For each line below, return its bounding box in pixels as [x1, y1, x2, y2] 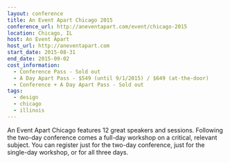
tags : [7, 87, 23, 94]
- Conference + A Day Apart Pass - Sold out [13, 81, 144, 88]
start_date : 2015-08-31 [7, 49, 76, 56]
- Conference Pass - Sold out [13, 68, 100, 75]
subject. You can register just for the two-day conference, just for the [7, 140, 205, 149]
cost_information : [7, 62, 60, 69]
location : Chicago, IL [7, 29, 73, 37]
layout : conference [7, 10, 64, 17]
